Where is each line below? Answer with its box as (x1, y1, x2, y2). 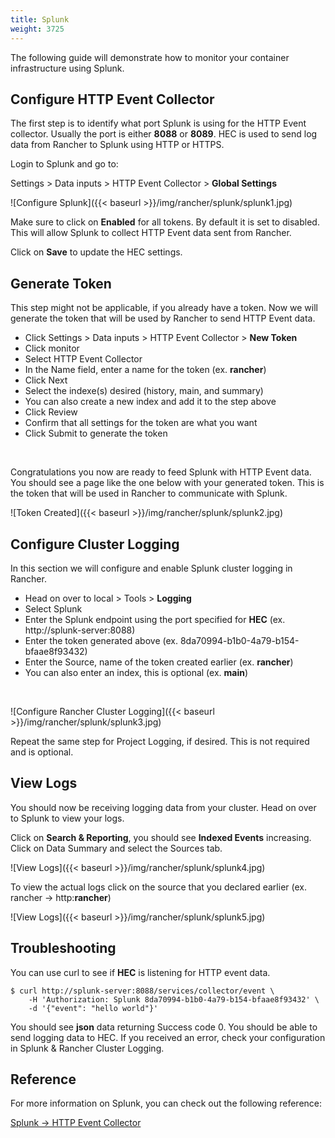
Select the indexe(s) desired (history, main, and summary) (24, 385, 264, 397)
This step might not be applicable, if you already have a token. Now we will (10, 302, 318, 314)
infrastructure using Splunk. (10, 62, 125, 74)
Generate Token (10, 275, 112, 292)
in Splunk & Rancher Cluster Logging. (10, 1042, 165, 1054)
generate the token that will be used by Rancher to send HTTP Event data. (10, 312, 316, 325)
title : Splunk (10, 14, 70, 25)
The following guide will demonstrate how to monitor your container (10, 51, 290, 63)
